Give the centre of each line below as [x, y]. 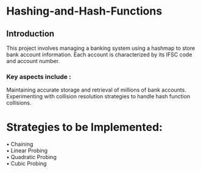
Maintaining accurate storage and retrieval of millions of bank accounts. [97, 90]
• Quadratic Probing [31, 157]
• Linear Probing [27, 151]
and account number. [33, 61]
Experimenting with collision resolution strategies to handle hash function [98, 97]
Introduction [30, 34]
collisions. [19, 103]
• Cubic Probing [26, 164]
